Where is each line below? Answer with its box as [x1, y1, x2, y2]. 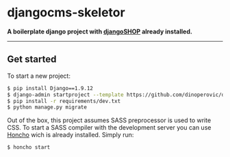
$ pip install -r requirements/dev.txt [7, 98, 121, 104]
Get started [7, 53, 57, 66]
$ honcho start [7, 144, 51, 151]
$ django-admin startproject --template [7, 91, 125, 98]
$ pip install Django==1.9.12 [7, 85, 94, 91]
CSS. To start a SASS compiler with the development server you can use [7, 124, 212, 132]
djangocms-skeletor [7, 5, 125, 20]
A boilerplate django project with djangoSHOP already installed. [7, 27, 193, 35]
